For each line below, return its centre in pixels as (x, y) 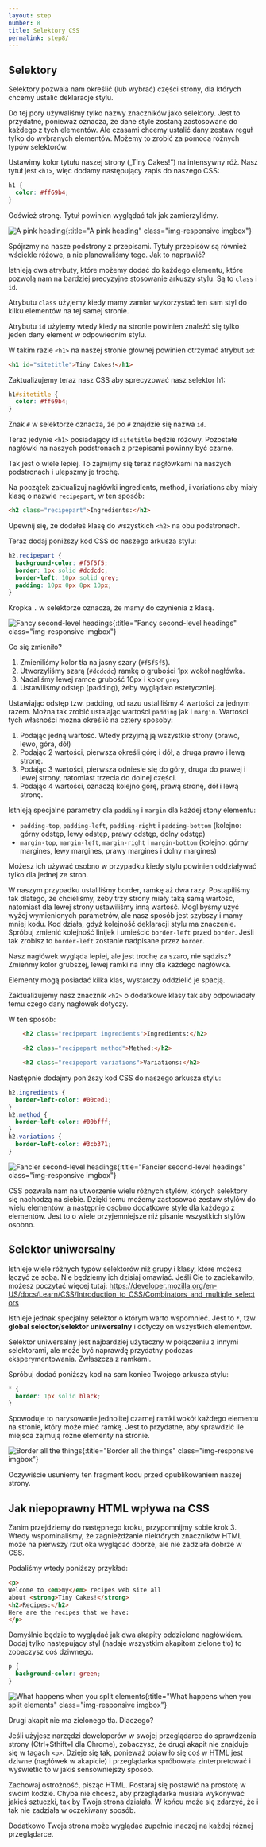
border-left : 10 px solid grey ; (67, 577)
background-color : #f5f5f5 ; (62, 563)
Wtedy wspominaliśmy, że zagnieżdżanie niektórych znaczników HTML (125, 1536)
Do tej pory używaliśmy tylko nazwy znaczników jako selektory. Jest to (124, 113)
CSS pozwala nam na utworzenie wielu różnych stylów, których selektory (128, 1191)
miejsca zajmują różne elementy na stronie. (79, 1436)
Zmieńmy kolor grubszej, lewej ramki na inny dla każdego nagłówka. (120, 965)
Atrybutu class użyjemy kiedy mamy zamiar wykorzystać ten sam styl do (128, 302)
